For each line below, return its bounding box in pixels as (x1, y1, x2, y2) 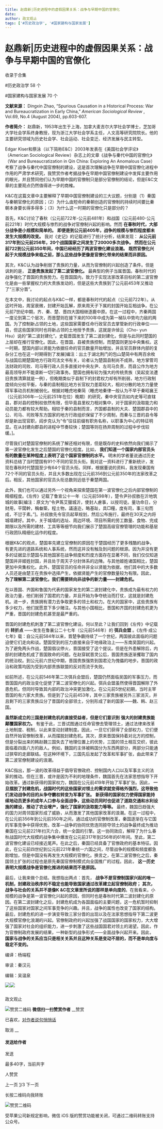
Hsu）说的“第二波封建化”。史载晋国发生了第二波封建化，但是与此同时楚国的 (5, 333, 157, 339)
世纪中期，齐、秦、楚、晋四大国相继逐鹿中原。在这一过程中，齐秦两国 (16, 309, 156, 315)
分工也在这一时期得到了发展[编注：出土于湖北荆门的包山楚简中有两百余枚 (9, 351, 156, 357)
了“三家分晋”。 (5, 286, 35, 292)
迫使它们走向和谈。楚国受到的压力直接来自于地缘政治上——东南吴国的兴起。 (5, 639, 158, 646)
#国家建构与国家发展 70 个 (5, 93, 58, 99)
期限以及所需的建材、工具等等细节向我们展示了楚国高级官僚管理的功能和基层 (5, 524, 158, 530)
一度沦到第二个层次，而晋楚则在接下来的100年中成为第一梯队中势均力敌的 (5, 315, 153, 321)
